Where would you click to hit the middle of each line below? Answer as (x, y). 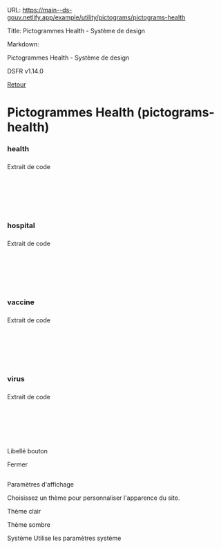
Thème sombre (29, 524)
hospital (21, 225)
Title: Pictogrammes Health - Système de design (76, 31)
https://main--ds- (47, 10)
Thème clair (24, 511)
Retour (17, 85)
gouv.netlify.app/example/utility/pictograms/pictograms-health (96, 17)
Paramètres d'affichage (41, 484)
